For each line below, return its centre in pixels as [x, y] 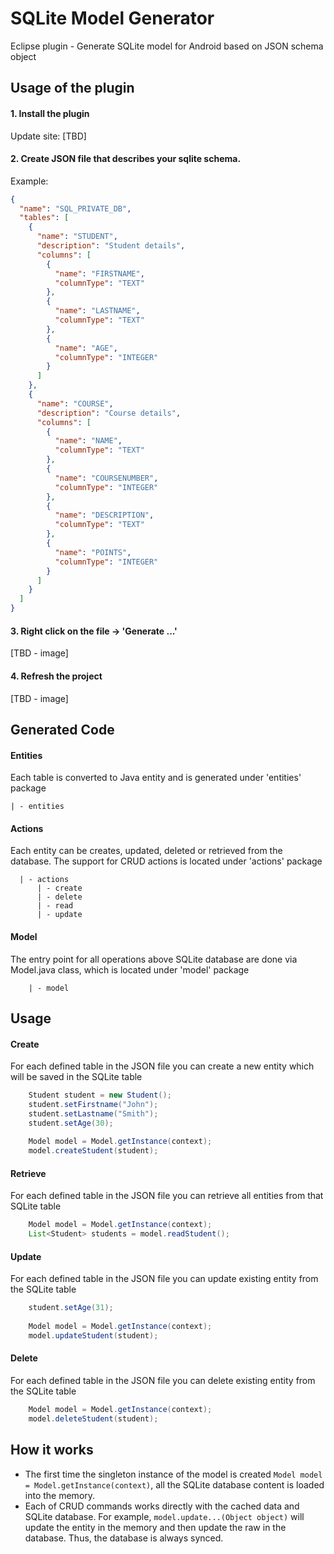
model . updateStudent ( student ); [93, 1336]
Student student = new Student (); [100, 1095]
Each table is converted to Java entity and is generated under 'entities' [156, 778]
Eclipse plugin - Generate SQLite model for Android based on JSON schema [167, 46]
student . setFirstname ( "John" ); [93, 1104]
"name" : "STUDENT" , [77, 237]
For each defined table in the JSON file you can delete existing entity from [163, 1381]
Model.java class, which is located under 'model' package [130, 969]
